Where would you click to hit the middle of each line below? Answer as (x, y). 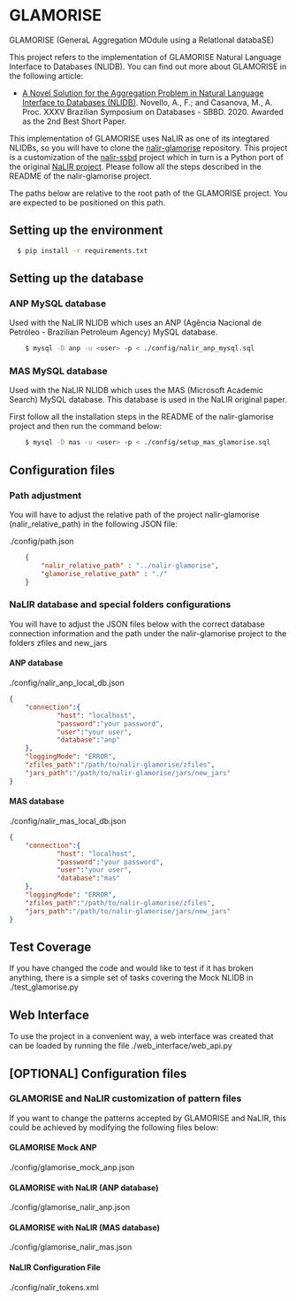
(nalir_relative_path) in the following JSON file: (94, 524)
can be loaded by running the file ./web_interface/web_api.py (121, 1046)
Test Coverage (50, 947)
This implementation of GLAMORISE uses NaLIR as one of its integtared (139, 138)
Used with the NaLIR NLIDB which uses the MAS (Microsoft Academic (136, 390)
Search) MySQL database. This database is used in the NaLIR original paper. (148, 400)
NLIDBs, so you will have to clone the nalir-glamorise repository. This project (148, 148)
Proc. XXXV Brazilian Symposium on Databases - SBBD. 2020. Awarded (153, 112)
